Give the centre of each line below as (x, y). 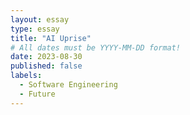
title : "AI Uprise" (51, 38)
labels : (26, 76)
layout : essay (40, 19)
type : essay (35, 29)
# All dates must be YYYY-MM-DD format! (96, 47)
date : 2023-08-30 (46, 57)
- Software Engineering (68, 85)
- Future (37, 94)
